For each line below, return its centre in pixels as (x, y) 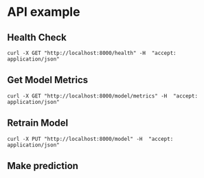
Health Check (37, 37)
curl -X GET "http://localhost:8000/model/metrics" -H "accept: (102, 96)
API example (44, 12)
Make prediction (43, 166)
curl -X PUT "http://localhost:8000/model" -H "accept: (90, 139)
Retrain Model (38, 123)
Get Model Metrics (48, 80)
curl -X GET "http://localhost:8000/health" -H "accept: (92, 53)
